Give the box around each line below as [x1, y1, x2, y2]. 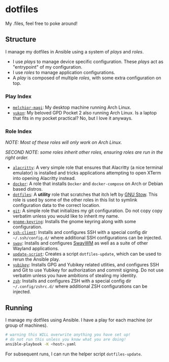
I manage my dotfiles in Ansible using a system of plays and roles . [5, 48, 144, 54]
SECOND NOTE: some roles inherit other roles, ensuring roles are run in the [5, 149, 163, 156]
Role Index [5, 128, 32, 135]
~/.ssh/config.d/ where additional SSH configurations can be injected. [12, 235, 162, 241]
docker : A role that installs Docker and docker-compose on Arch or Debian [12, 180, 163, 187]
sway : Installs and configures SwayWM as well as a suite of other [12, 240, 149, 246]
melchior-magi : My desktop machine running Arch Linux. [12, 104, 131, 110]
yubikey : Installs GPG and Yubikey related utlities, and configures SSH [12, 262, 159, 268]
